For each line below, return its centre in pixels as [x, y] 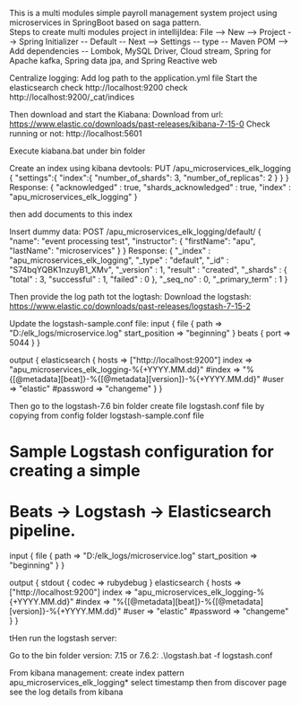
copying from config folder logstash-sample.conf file [107, 415]
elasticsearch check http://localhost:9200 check [99, 87]
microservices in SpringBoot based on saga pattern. [105, 22]
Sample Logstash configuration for [142, 452]
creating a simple [75, 471]
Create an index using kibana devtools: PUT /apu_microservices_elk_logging [150, 168]
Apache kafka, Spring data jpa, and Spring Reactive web [113, 61]
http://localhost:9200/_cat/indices [72, 97]
